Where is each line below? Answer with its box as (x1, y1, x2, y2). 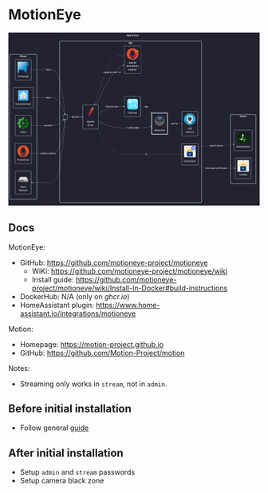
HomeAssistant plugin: (19, 300, 94, 310)
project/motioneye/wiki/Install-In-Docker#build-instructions (31, 283, 228, 293)
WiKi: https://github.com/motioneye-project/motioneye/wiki (31, 266, 228, 276)
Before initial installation (8, 401, 132, 416)
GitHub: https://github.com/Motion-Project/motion (19, 348, 185, 357)
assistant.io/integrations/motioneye (19, 309, 136, 318)
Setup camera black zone (19, 476, 104, 486)
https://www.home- (95, 300, 160, 310)
